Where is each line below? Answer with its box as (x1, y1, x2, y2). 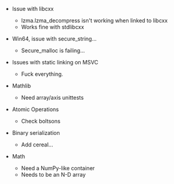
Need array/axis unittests (21, 94, 84, 101)
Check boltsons (21, 118, 61, 124)
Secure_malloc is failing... (21, 47, 85, 54)
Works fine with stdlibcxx (21, 24, 84, 30)
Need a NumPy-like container (21, 165, 95, 172)
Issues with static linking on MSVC (12, 59, 99, 66)
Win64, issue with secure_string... (12, 35, 97, 42)
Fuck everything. (21, 70, 64, 78)
